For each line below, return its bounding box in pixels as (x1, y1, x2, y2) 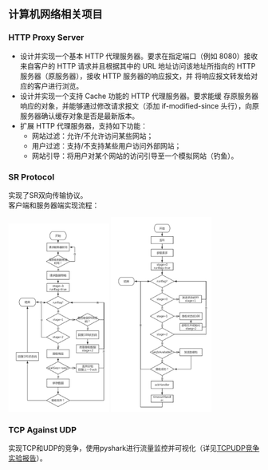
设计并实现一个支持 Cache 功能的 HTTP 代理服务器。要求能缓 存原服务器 (19, 91, 259, 101)
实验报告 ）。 (8, 453, 47, 463)
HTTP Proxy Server (8, 32, 85, 43)
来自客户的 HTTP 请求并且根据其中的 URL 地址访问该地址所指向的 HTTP (19, 61, 256, 70)
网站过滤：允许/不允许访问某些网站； (31, 131, 154, 140)
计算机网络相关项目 (8, 7, 103, 22)
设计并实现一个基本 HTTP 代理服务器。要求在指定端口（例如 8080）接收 (19, 51, 258, 61)
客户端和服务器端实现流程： (8, 200, 100, 210)
